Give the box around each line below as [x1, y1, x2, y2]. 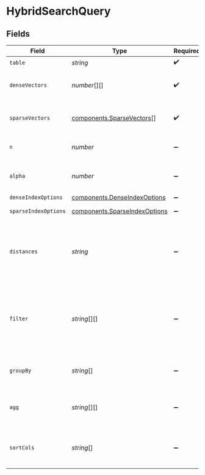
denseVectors [9, 82, 48, 89]
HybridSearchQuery [6, 4, 111, 18]
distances [9, 248, 38, 255]
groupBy [9, 368, 32, 374]
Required [173, 47, 201, 55]
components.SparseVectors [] [71, 114, 157, 122]
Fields [6, 29, 31, 39]
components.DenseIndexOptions [71, 194, 166, 201]
